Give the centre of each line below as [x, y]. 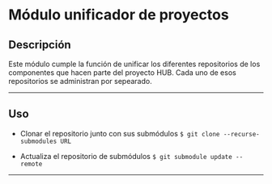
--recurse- [242, 134]
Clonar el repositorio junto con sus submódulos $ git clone [120, 133]
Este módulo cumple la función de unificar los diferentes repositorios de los [134, 64]
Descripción [40, 45]
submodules [38, 141]
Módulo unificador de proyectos [119, 15]
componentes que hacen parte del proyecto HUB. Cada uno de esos [122, 73]
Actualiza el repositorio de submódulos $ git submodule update [126, 156]
